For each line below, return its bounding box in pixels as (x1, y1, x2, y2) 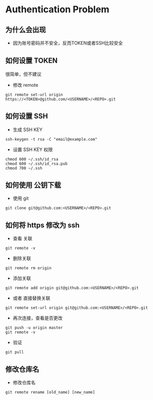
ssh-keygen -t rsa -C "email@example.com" (5, 137, 98, 142)
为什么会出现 (5, 25, 46, 34)
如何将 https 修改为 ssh (5, 221, 80, 230)
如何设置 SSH (5, 112, 48, 121)
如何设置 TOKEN (5, 56, 58, 65)
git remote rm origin (5, 265, 52, 271)
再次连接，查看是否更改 (12, 315, 63, 321)
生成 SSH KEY (12, 126, 43, 132)
